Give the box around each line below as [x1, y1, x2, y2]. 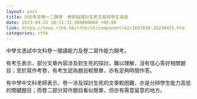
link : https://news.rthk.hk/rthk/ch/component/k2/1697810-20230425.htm [6, 25, 185, 31]
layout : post [6, 8, 38, 15]
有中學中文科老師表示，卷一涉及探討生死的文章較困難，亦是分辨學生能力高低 [6, 80, 191, 87]
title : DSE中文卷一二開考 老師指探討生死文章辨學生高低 [6, 14, 129, 20]
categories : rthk [6, 30, 49, 36]
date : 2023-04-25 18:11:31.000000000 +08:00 [6, 19, 117, 25]
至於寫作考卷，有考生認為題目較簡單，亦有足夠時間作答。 [16, 67, 155, 74]
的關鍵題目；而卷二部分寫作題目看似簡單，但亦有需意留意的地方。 [6, 87, 165, 94]
